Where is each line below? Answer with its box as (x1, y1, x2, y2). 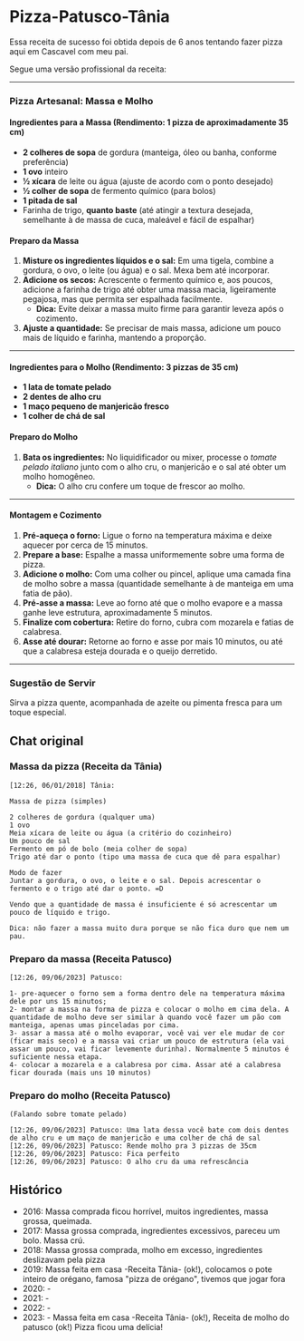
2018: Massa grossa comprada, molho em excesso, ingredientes (22, 1245, 263, 1256)
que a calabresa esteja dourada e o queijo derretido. (22, 646, 218, 656)
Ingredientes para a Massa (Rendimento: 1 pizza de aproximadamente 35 (9, 117, 290, 128)
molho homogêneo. (22, 471, 96, 481)
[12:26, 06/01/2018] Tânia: (9, 781, 116, 790)
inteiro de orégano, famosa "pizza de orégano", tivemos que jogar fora (22, 1274, 286, 1285)
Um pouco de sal (9, 836, 71, 845)
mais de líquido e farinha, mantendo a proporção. (22, 333, 206, 344)
